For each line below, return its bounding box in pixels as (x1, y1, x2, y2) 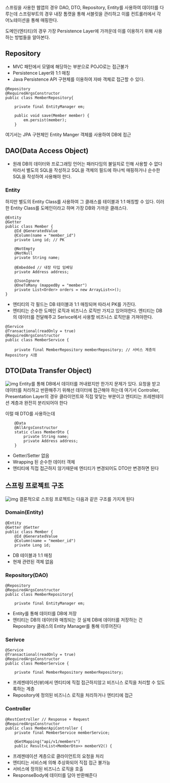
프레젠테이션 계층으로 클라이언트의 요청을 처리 (12, 753, 104, 759)
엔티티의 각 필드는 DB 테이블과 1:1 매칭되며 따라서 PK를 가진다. (12, 301, 137, 307)
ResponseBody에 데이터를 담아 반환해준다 (12, 772, 97, 778)
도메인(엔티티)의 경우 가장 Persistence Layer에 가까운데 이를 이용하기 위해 (5, 28, 153, 34)
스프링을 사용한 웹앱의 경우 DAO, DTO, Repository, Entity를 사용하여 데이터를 (5, 5, 159, 10)
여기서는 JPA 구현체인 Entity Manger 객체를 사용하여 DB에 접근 (5, 131, 131, 137)
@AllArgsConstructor (14, 425, 58, 430)
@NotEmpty (14, 246, 36, 251)
